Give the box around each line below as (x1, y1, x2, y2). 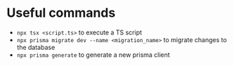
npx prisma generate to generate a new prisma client (16, 51, 170, 59)
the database (16, 43, 56, 51)
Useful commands (6, 5, 116, 21)
